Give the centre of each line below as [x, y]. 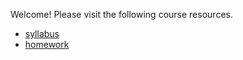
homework [47, 44]
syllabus [42, 33]
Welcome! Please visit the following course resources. [121, 14]
